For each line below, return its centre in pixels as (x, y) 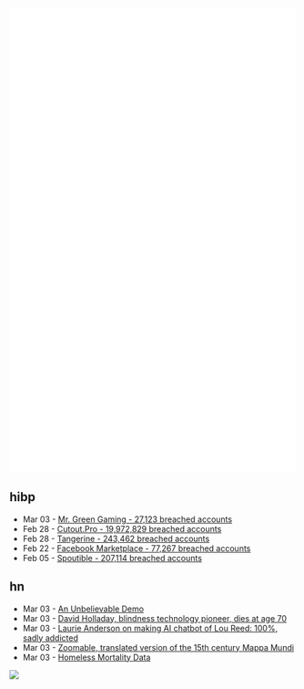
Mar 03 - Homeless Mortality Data (86, 657)
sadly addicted (51, 638)
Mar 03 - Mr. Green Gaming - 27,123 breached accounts (127, 519)
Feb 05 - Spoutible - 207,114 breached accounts (112, 558)
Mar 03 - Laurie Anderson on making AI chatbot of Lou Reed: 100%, (150, 628)
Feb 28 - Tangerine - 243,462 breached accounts (116, 538)
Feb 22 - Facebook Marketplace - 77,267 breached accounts (137, 548)
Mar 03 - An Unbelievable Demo (83, 609)
